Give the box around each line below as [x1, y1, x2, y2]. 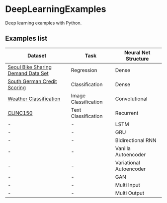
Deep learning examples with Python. [5, 20, 82, 26]
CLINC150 [7, 109, 33, 116]
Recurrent [115, 109, 139, 116]
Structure [126, 55, 149, 62]
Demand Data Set [7, 69, 49, 76]
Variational [115, 159, 140, 166]
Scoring [7, 84, 26, 91]
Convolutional [115, 95, 148, 102]
